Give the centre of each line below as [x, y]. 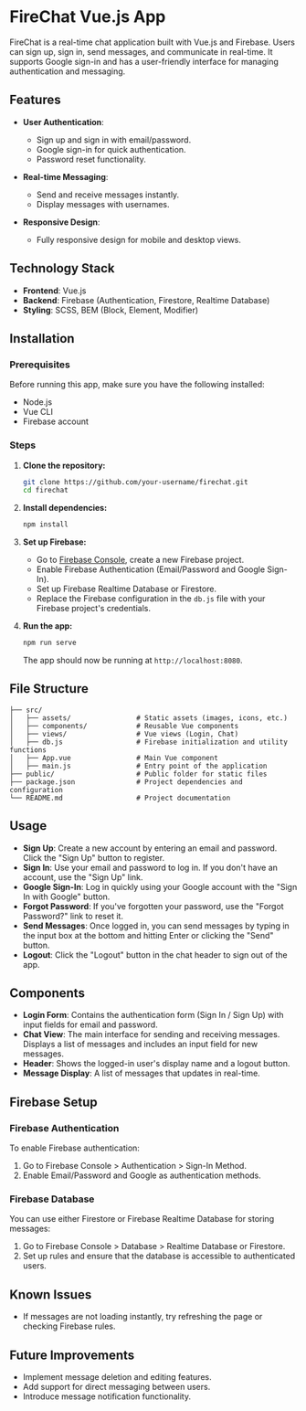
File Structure [49, 689]
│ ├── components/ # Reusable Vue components [124, 726]
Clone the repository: [64, 465]
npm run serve [49, 643]
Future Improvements [72, 1355]
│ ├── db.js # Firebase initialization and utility [148, 742]
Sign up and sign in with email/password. [114, 140]
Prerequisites [40, 365]
